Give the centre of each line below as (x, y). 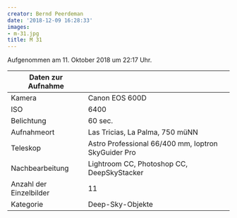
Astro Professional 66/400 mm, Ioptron (153, 143)
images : (19, 27)
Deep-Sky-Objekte (121, 205)
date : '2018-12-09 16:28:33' (50, 20)
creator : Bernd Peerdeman (45, 14)
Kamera (24, 98)
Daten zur (46, 77)
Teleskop (26, 148)
